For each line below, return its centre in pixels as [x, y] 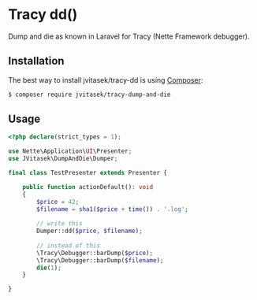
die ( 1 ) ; [49, 268]
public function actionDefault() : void [88, 187]
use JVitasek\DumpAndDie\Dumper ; [63, 159]
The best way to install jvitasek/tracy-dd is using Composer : [106, 80]
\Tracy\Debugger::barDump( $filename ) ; [100, 260]
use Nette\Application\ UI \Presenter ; [70, 151]
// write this [60, 224]
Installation [36, 61]
